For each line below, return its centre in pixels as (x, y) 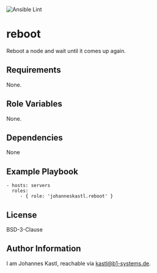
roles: (20, 191)
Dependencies (35, 137)
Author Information (44, 249)
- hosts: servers (28, 186)
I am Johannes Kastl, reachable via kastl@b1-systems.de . (78, 263)
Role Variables (34, 104)
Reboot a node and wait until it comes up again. (66, 51)
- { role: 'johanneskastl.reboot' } (67, 196)
